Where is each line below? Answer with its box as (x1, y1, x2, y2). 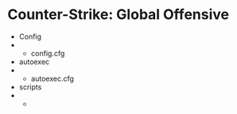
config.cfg (30, 48, 65, 58)
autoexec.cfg (30, 74, 75, 83)
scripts (18, 82, 42, 92)
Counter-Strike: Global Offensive (7, 6, 230, 24)
